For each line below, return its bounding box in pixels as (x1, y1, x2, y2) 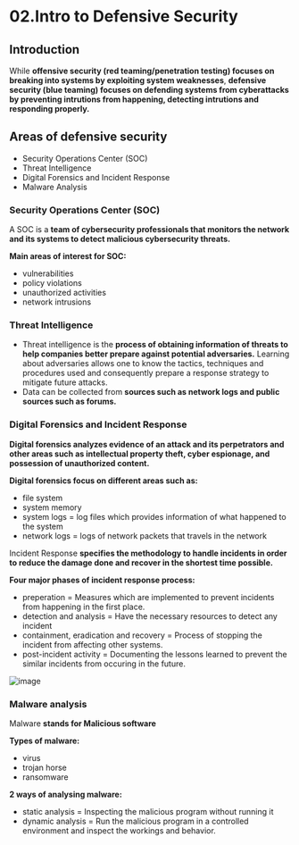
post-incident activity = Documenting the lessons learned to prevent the (21, 648, 287, 659)
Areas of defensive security (9, 130, 168, 145)
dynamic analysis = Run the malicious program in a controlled (21, 816, 249, 826)
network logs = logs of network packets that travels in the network (21, 530, 268, 541)
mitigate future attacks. (21, 377, 108, 388)
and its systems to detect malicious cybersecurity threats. (9, 234, 230, 245)
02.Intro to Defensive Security (9, 6, 238, 27)
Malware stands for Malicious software (9, 718, 156, 729)
